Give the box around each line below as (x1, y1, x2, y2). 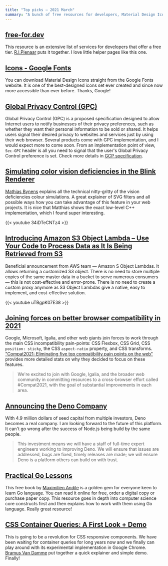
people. (5, 431, 21, 437)
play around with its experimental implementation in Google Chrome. (5, 544, 146, 550)
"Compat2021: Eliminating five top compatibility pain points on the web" (5, 351, 153, 357)
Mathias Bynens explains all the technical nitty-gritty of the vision (5, 188, 140, 195)
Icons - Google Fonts (5, 64, 71, 72)
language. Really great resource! (5, 506, 72, 512)
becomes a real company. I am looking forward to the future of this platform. (5, 421, 162, 427)
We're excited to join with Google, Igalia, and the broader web (17, 371, 145, 378)
